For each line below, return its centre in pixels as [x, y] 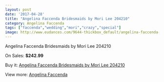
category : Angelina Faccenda [35, 23]
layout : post [18, 10]
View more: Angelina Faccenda [36, 74]
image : [12, 32]
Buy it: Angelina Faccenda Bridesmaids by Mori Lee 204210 [65, 65]
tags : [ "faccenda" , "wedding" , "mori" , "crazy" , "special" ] [63, 28]
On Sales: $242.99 [24, 56]
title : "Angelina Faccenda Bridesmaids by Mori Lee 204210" [68, 19]
